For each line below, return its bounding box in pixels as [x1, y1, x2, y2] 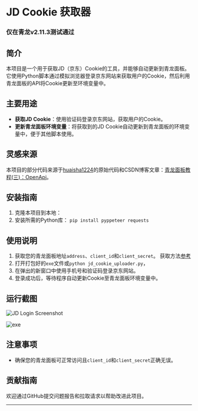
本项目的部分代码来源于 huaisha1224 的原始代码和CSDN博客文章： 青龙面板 [6, 166, 186, 173]
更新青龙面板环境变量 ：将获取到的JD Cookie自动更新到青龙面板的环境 [14, 122, 185, 130]
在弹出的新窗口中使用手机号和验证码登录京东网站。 [14, 267, 139, 274]
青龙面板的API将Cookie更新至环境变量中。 [6, 79, 109, 86]
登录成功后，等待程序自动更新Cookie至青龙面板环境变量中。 [14, 274, 161, 281]
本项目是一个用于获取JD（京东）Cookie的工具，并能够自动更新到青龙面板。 [6, 64, 190, 72]
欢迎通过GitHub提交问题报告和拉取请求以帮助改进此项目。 [6, 392, 147, 399]
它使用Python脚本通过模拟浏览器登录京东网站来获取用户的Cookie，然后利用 [6, 72, 190, 79]
